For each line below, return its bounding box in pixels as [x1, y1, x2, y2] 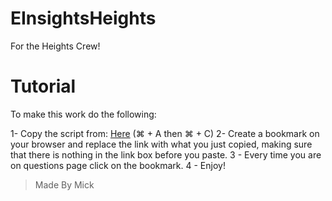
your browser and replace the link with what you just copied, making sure [10, 138, 313, 150]
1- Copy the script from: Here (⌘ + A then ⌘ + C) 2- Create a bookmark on [10, 127, 320, 139]
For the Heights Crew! [10, 40, 101, 52]
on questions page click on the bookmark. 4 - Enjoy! [10, 159, 226, 171]
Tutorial [10, 75, 77, 98]
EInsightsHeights [10, 7, 157, 30]
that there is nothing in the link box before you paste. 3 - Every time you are [10, 148, 322, 161]
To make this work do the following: [10, 108, 157, 120]
